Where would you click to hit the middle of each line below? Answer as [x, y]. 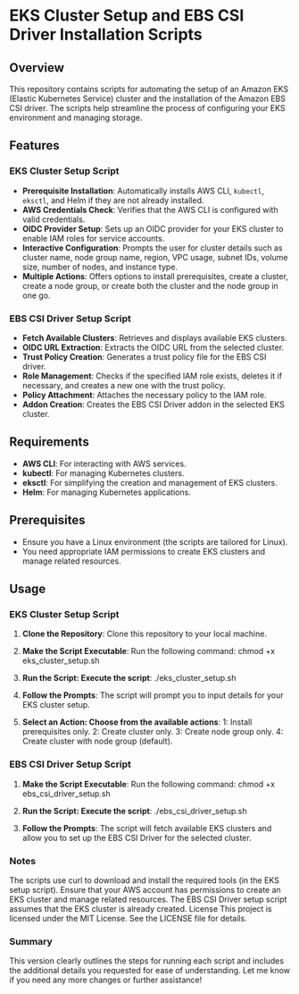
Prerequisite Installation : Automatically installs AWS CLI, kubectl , [143, 191]
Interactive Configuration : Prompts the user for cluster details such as [152, 248]
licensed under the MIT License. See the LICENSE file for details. [128, 918]
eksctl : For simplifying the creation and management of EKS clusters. [150, 482]
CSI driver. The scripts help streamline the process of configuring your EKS [147, 108]
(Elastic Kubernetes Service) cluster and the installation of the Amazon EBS [148, 98]
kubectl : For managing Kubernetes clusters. [103, 473]
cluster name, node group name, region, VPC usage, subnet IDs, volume [155, 257]
